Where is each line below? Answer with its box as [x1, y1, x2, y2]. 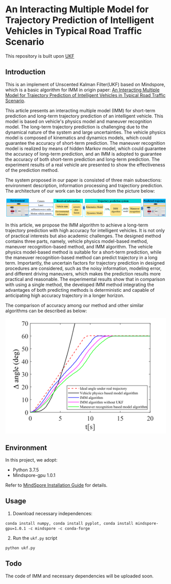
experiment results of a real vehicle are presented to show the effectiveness [5, 162, 165, 168]
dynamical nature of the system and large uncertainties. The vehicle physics [5, 129, 166, 135]
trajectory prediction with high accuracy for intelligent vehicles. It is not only [5, 227, 165, 234]
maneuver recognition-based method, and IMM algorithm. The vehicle [5, 244, 153, 250]
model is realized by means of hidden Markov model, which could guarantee [5, 145, 166, 151]
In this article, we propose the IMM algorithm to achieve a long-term [5, 222, 149, 228]
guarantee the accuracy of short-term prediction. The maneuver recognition [5, 140, 165, 146]
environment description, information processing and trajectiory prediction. [5, 182, 163, 188]
